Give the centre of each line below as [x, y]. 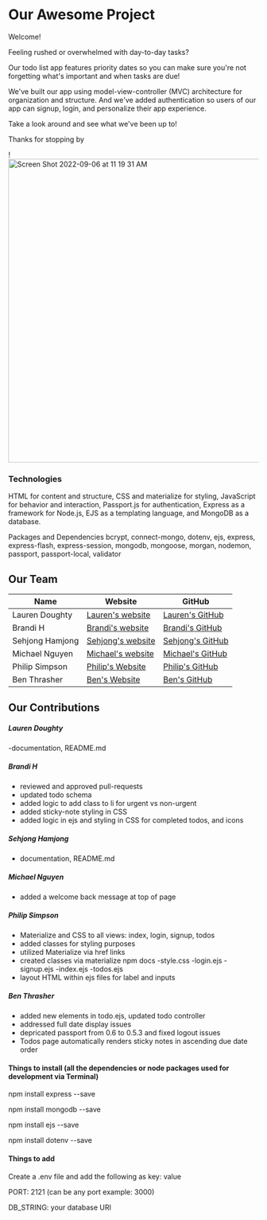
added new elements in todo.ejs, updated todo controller [112, 1016]
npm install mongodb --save [54, 1109]
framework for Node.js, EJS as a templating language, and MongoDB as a [128, 513]
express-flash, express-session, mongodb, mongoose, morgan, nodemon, [130, 545]
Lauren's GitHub [193, 615]
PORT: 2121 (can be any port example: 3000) [81, 1191]
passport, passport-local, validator [65, 554]
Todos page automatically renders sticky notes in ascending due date [133, 1042]
